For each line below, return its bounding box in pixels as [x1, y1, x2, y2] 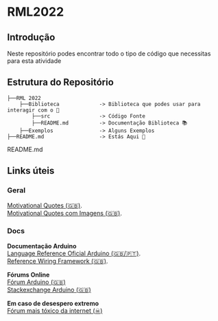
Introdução [7, 31, 56, 43]
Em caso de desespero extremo [7, 299, 99, 307]
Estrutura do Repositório [7, 77, 114, 88]
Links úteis [7, 165, 55, 177]
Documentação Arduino [7, 242, 77, 250]
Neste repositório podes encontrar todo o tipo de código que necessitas [7, 49, 211, 57]
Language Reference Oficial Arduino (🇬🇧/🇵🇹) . [7, 249, 141, 257]
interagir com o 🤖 [7, 107, 60, 114]
